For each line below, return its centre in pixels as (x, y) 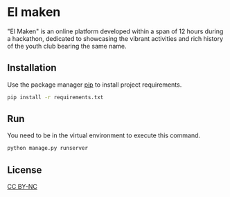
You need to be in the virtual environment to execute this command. (104, 135)
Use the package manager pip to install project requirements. (95, 85)
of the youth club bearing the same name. (67, 46)
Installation (32, 68)
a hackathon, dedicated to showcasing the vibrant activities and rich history (115, 38)
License (25, 170)
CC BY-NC (23, 187)
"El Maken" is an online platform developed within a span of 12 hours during (115, 31)
